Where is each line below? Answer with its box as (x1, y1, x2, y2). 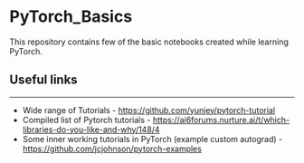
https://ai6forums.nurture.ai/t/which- (152, 114, 290, 125)
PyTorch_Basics (9, 6, 133, 27)
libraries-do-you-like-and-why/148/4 (22, 124, 160, 135)
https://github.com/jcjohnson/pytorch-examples (22, 143, 202, 154)
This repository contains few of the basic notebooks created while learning (9, 36, 290, 47)
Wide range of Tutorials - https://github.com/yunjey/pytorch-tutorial (22, 104, 276, 115)
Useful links (9, 72, 79, 88)
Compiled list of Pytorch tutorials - (22, 114, 151, 125)
